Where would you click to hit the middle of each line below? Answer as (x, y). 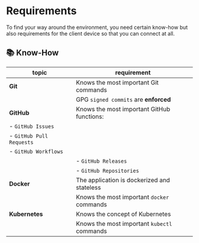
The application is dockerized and (123, 180)
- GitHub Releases (102, 161)
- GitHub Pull (29, 135)
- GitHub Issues (32, 126)
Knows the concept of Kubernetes (123, 214)
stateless (89, 187)
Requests (21, 142)
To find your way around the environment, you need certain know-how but (97, 27)
